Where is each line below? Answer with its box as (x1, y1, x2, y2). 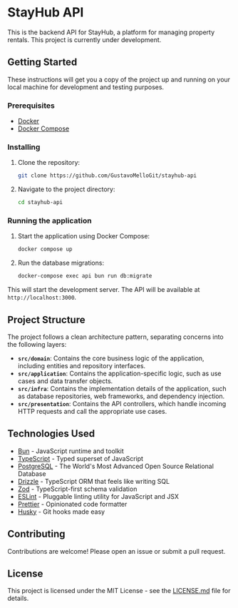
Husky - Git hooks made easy (17, 507, 105, 516)
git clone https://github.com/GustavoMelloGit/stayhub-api (17, 172, 197, 179)
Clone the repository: (17, 158, 81, 167)
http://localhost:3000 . (7, 293, 77, 302)
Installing (7, 142, 41, 152)
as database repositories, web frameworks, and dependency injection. (17, 392, 225, 400)
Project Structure (7, 313, 86, 325)
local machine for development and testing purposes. (7, 83, 165, 91)
